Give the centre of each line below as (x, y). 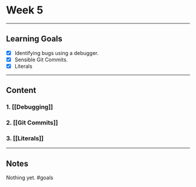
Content (21, 90)
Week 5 (25, 10)
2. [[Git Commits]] (32, 123)
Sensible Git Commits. (41, 60)
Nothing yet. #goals (30, 178)
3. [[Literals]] (25, 138)
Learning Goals (34, 39)
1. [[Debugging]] (30, 107)
